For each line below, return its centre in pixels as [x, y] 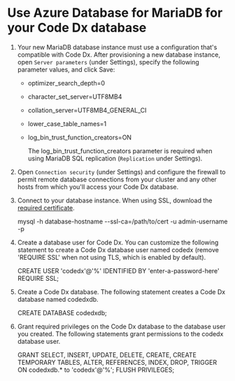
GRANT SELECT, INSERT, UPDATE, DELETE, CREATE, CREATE [107, 354]
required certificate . [46, 207]
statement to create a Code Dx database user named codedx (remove [118, 249]
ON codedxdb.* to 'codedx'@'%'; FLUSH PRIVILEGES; [96, 370]
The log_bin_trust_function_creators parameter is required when [120, 151]
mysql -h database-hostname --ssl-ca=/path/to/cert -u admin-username [122, 221]
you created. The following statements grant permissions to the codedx [120, 333]
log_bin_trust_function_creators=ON [79, 137]
